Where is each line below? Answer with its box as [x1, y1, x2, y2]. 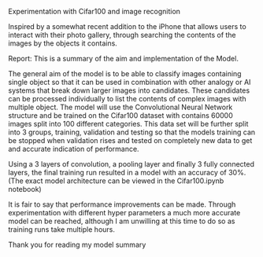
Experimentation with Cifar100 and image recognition [8, 7, 181, 16]
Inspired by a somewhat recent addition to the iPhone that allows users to [8, 22, 246, 31]
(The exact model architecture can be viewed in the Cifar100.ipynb [8, 176, 224, 185]
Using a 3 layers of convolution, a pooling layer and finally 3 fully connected [8, 160, 254, 168]
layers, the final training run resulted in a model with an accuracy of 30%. [8, 168, 246, 177]
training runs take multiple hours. [8, 225, 116, 234]
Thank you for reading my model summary [8, 240, 146, 249]
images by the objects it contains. [8, 39, 118, 48]
